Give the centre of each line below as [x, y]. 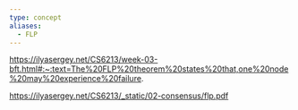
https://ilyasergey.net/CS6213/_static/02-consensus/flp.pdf [119, 96]
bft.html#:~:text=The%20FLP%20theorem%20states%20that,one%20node [149, 69]
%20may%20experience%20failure [75, 79]
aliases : [26, 26]
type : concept [36, 17]
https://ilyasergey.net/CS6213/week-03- [84, 60]
